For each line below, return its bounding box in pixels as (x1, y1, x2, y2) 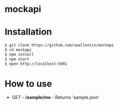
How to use (4, 78, 52, 89)
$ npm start (4, 56, 29, 62)
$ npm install (4, 52, 34, 57)
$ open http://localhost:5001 (4, 61, 68, 66)
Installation (4, 26, 52, 38)
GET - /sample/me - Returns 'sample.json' (11, 95, 100, 101)
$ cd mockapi (4, 47, 32, 52)
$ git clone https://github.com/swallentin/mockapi (4, 43, 114, 48)
